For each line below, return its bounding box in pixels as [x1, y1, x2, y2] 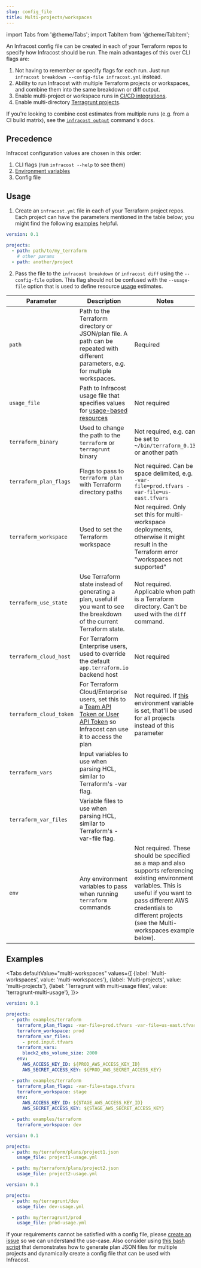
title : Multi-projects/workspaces [6, 14, 93, 20]
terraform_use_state [9, 599, 68, 606]
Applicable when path [134, 587, 196, 595]
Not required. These [134, 844, 191, 852]
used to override [79, 649, 126, 658]
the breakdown [79, 610, 122, 618]
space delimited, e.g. [134, 469, 193, 478]
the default [79, 656, 110, 665]
